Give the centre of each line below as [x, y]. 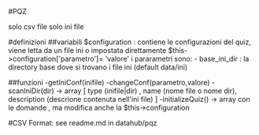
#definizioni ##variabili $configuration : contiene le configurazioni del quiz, [130, 42]
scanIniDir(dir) [31, 91]
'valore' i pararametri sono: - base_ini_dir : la [177, 59]
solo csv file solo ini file [46, 26]
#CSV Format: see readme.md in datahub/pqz [83, 123]
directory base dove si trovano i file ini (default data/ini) [98, 67]
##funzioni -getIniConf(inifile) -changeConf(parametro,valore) [109, 82]
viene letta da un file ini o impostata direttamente [87, 50]
